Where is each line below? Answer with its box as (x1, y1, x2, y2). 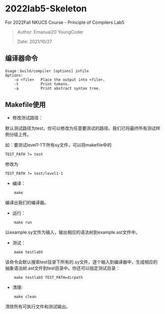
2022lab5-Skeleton (5, 3, 87, 14)
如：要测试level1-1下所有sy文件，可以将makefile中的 (5, 142, 112, 148)
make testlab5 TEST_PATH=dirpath (14, 275, 83, 280)
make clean (14, 294, 37, 299)
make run (14, 220, 32, 225)
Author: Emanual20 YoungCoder (17, 29, 84, 35)
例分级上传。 (5, 131, 31, 137)
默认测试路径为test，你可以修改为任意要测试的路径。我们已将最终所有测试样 (5, 125, 161, 131)
